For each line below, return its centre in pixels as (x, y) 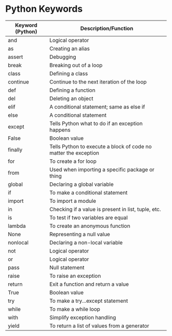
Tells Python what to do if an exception (96, 123)
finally (15, 150)
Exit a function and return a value (89, 284)
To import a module (73, 201)
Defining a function (72, 90)
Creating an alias (70, 48)
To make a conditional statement (89, 193)
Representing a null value (80, 234)
